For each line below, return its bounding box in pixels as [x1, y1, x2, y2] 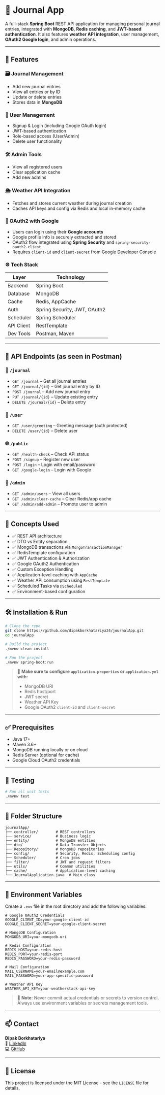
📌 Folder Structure [5, 812, 62, 821]
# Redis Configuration [5, 943, 52, 948]
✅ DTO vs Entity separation [12, 538, 68, 544]
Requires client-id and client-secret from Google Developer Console [12, 249, 156, 255]
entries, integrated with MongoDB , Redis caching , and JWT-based [5, 26, 141, 32]
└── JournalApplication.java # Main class [5, 872, 96, 877]
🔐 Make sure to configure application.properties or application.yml [17, 668, 159, 674]
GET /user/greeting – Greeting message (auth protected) [12, 423, 128, 429]
